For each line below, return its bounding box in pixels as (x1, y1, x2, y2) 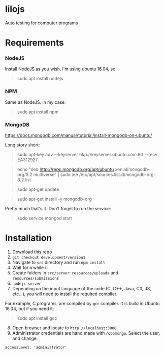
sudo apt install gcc (17, 315, 58, 321)
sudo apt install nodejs (17, 76, 63, 82)
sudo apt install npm (17, 109, 59, 115)
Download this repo (12, 249, 52, 255)
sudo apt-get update (17, 186, 59, 192)
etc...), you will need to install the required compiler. (12, 291, 118, 297)
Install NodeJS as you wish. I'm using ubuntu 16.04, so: (5, 66, 117, 72)
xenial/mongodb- (115, 167, 150, 173)
